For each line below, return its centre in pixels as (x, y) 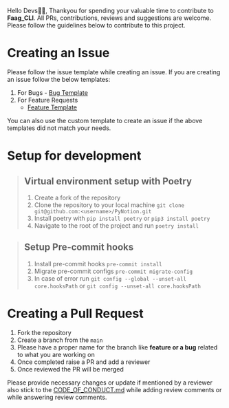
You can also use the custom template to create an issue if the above (105, 120)
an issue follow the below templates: (59, 79)
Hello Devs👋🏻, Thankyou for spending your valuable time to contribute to (111, 11)
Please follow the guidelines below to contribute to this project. (96, 25)
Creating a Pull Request (75, 313)
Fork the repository (44, 332)
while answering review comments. (57, 397)
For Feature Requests (47, 100)
